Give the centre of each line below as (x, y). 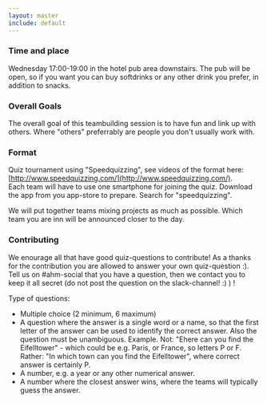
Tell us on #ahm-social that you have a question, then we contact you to (127, 274)
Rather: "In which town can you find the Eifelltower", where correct (130, 356)
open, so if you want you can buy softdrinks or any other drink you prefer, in (133, 77)
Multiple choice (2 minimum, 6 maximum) (88, 314)
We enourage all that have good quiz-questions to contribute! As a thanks (130, 257)
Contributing (34, 240)
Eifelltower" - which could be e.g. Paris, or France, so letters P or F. (131, 347)
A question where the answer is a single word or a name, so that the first (139, 322)
